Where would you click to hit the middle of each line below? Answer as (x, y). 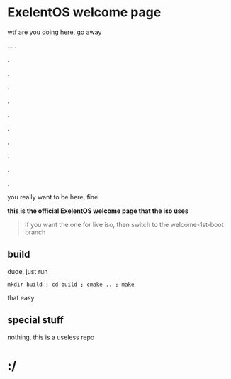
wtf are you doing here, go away (55, 32)
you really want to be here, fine (53, 197)
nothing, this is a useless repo (51, 337)
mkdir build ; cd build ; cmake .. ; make (71, 285)
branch (35, 232)
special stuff (35, 320)
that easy (21, 297)
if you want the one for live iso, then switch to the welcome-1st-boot (124, 224)
